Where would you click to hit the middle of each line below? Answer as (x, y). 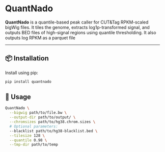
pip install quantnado (28, 81)
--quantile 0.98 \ (28, 140)
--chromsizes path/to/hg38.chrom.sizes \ (53, 122)
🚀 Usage (18, 97)
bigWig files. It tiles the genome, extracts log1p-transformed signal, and (77, 27)
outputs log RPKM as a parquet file (40, 38)
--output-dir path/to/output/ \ (43, 117)
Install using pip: (22, 73)
